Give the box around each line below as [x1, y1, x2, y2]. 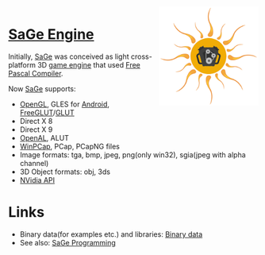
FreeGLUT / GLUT [19, 107, 75, 117]
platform [8, 60, 36, 69]
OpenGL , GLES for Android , [19, 99, 109, 109]
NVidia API [19, 175, 56, 184]
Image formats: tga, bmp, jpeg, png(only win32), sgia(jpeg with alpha [19, 149, 246, 160]
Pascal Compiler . [8, 68, 63, 78]
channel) [19, 158, 49, 168]
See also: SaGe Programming [19, 238, 117, 247]
